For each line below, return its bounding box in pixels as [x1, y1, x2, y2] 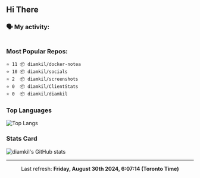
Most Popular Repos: [6, 47, 68, 55]
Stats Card [6, 135, 37, 143]
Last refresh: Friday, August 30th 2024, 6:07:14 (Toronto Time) [20, 165, 180, 172]
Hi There [6, 5, 39, 15]
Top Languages [6, 106, 52, 115]
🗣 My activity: [6, 23, 50, 31]
